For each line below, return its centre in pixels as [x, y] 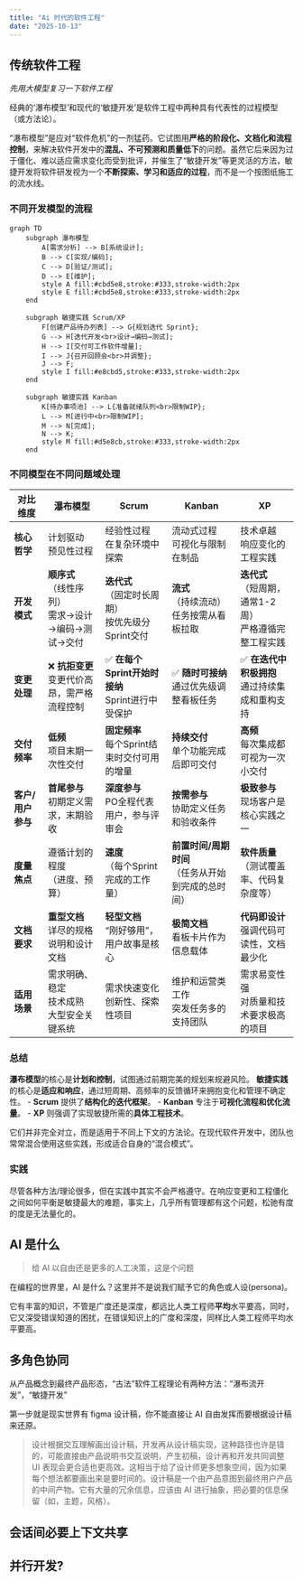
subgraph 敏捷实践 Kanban [71, 397]
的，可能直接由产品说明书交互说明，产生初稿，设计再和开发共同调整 [158, 1456]
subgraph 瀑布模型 [57, 238]
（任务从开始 [199, 873]
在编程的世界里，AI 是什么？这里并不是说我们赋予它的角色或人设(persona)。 [151, 1287]
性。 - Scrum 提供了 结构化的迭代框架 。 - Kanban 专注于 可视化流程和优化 [146, 1102]
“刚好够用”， [132, 930]
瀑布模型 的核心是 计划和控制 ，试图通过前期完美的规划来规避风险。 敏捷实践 [149, 1080]
